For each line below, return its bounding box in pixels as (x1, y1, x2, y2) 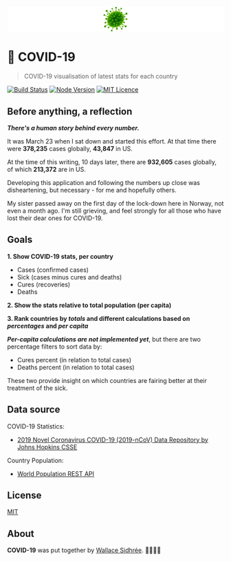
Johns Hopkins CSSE (16, 442, 78, 451)
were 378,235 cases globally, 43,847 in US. (7, 145, 133, 153)
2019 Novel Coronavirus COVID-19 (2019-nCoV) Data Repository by (16, 435, 208, 444)
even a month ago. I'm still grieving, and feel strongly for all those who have (7, 207, 221, 215)
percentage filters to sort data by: (7, 342, 102, 351)
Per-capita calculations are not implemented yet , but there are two (7, 335, 201, 343)
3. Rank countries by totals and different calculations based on (7, 314, 190, 322)
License (7, 490, 42, 502)
